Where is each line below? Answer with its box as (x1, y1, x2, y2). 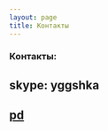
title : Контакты (9, 21, 69, 30)
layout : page (9, 12, 58, 22)
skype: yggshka (9, 77, 100, 93)
